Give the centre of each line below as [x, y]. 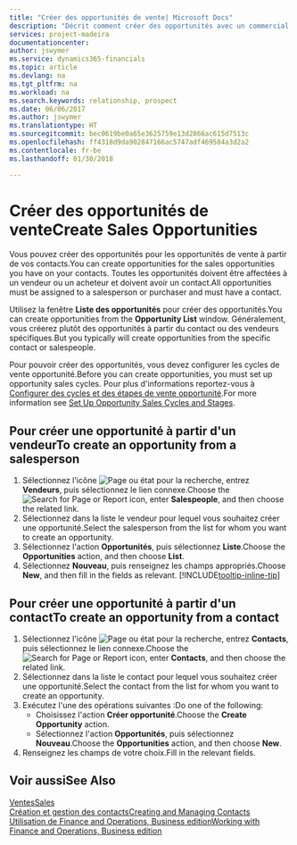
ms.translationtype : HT [54, 126]
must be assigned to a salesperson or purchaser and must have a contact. [146, 292]
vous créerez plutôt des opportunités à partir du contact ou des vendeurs [144, 329]
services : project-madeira [59, 34]
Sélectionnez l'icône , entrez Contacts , [155, 639]
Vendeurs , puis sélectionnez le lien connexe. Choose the [126, 490]
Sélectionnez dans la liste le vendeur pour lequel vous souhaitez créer [151, 518]
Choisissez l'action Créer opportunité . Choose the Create [141, 715]
